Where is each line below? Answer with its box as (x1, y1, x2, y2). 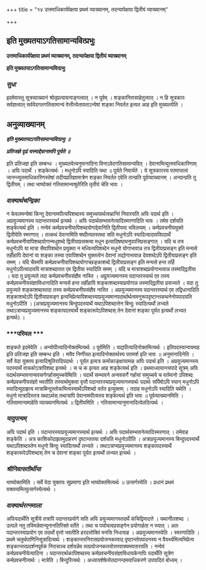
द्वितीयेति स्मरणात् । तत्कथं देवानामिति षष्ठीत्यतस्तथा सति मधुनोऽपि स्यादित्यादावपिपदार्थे (6, 231, 171, 239)
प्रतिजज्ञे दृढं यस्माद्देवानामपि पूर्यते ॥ (6, 147, 71, 155)
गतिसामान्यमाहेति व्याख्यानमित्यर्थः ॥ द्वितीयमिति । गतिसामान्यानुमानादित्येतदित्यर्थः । (6, 399, 164, 406)
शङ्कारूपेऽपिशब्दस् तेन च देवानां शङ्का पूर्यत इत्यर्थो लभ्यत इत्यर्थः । (6, 449, 136, 456)
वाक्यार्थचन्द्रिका (6, 196, 40, 205)
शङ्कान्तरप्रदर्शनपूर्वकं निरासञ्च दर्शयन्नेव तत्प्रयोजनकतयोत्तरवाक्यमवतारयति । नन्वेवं (6, 543, 165, 550)
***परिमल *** (6, 329, 44, 338)
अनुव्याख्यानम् (6, 119, 45, 129)
